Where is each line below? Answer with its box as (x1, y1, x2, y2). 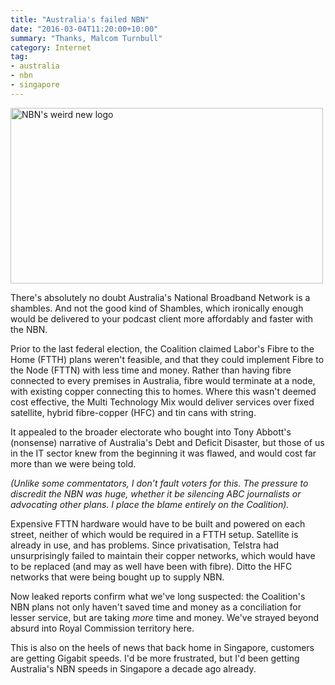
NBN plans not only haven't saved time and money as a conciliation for (10, 601, 302, 613)
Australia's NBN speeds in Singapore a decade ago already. (10, 662, 257, 675)
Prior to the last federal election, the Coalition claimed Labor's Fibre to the (10, 342, 315, 355)
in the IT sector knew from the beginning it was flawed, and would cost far (10, 447, 317, 459)
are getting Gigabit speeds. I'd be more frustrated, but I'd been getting (10, 652, 300, 664)
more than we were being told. (10, 457, 137, 470)
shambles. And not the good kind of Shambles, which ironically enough (10, 302, 304, 314)
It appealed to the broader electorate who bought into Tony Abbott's (10, 426, 292, 438)
